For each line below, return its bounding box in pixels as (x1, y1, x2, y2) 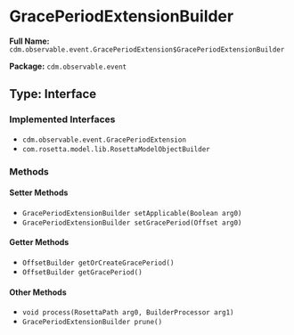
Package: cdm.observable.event (9, 61, 127, 71)
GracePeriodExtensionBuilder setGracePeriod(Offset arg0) (21, 218, 242, 227)
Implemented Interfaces (9, 113, 116, 126)
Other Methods (9, 287, 67, 298)
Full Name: (9, 36, 50, 46)
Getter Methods (9, 237, 69, 248)
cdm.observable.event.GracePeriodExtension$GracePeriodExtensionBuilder (9, 45, 285, 54)
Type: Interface (9, 86, 97, 102)
